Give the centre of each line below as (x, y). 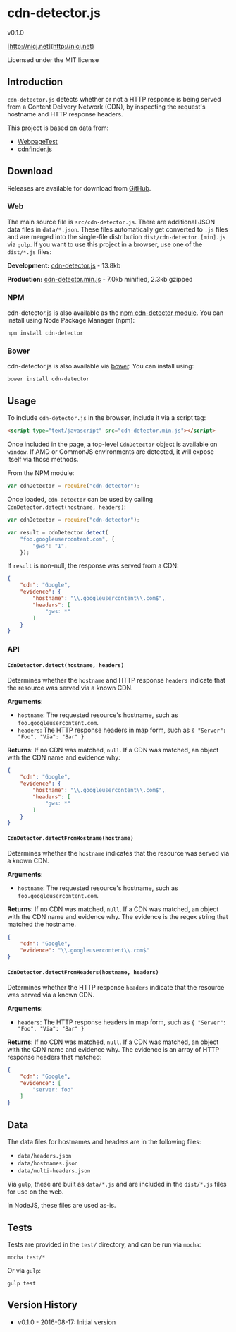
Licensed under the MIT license (53, 60)
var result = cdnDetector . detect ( (58, 532)
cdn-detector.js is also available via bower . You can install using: (101, 366)
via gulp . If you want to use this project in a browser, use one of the (105, 244)
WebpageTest (37, 141)
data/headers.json (44, 1156)
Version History (42, 1305)
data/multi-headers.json (54, 1171)
